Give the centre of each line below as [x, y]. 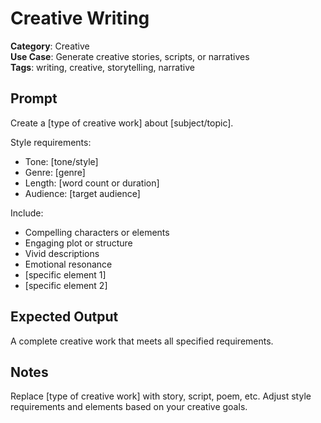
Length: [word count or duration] [92, 183]
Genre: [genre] [55, 172]
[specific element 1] [65, 274]
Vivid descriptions [62, 253]
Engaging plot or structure [78, 243]
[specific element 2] [66, 285]
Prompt [34, 98]
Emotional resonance [68, 264]
